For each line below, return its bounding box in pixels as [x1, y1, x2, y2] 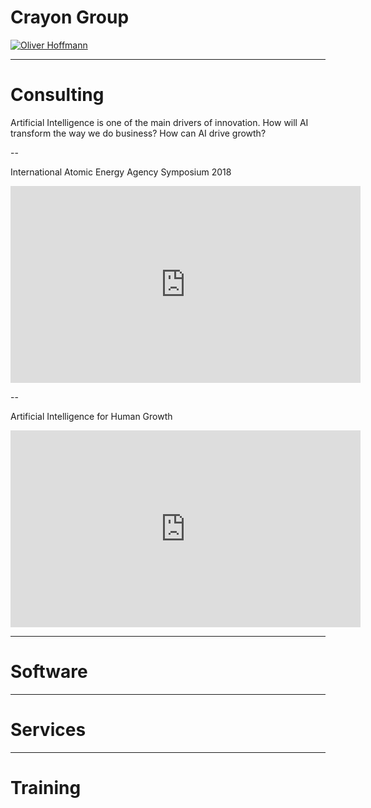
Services [10, 719, 87, 741]
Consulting [10, 84, 105, 106]
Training [10, 776, 82, 799]
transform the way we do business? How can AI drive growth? [10, 127, 267, 139]
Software [10, 661, 88, 683]
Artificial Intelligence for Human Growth [10, 410, 173, 422]
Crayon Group [10, 6, 130, 29]
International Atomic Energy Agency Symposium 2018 [10, 166, 232, 178]
